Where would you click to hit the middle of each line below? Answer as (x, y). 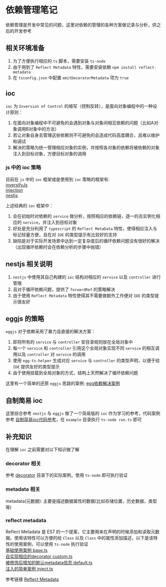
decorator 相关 (23, 464)
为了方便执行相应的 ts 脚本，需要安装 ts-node (59, 61)
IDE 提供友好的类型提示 (36, 367)
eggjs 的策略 (25, 319)
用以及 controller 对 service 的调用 (49, 355)
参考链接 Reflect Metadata (32, 579)
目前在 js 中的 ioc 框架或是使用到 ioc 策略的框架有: (58, 179)
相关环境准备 (25, 48)
